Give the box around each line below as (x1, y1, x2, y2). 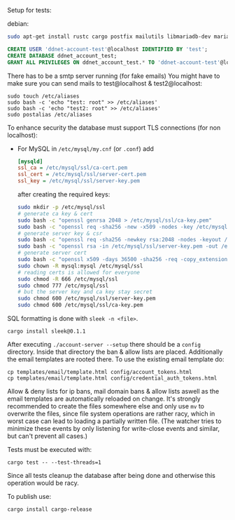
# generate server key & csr (17, 229, 103, 237)
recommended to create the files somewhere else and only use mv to (7, 402, 205, 410)
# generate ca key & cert (17, 210, 93, 217)
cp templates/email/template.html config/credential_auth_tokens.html (7, 375, 218, 382)
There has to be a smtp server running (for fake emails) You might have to (7, 72, 220, 80)
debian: (7, 20, 29, 27)
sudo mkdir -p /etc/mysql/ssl (17, 204, 106, 211)
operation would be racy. (7, 479, 79, 487)
